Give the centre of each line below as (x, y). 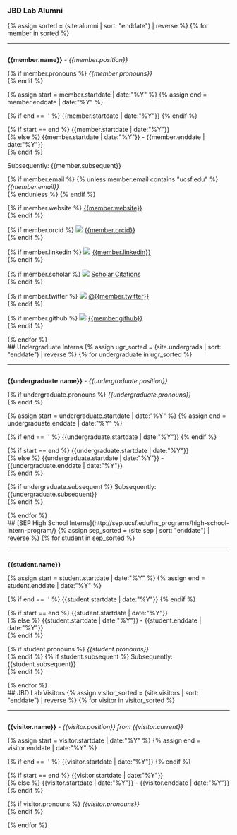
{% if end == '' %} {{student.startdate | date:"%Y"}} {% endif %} (102, 599)
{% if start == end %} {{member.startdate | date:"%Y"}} (89, 130)
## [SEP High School (38, 523)
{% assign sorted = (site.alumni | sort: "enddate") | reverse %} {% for (108, 26)
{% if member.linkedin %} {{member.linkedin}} (79, 252)
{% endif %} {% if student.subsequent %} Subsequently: (90, 657)
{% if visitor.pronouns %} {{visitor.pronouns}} (73, 804)
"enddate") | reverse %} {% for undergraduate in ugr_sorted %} (100, 354)
